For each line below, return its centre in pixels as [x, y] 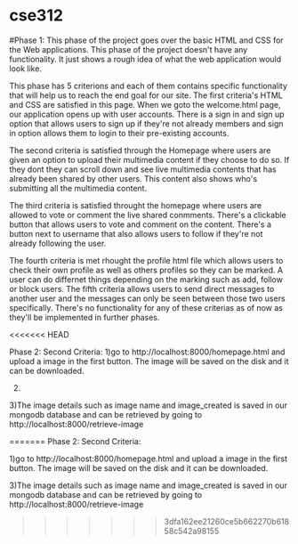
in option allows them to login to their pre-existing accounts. [119, 133]
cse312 [36, 16]
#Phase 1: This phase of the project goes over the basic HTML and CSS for [146, 40]
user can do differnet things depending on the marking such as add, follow [146, 279]
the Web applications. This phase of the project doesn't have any [129, 49]
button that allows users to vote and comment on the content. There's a [141, 224]
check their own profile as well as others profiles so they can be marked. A [146, 270]
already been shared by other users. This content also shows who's [133, 178]
